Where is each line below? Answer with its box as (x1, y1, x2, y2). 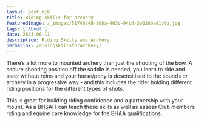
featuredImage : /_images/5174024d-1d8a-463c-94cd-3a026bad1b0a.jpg (6, 20, 181, 26)
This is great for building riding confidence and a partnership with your (6, 96, 183, 104)
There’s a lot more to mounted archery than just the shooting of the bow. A (6, 59, 192, 67)
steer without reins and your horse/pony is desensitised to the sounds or (6, 72, 188, 79)
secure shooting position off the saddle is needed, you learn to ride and (6, 65, 185, 73)
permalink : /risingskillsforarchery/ (6, 43, 102, 49)
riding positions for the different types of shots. (6, 85, 124, 92)
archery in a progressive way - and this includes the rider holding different (6, 78, 192, 85)
